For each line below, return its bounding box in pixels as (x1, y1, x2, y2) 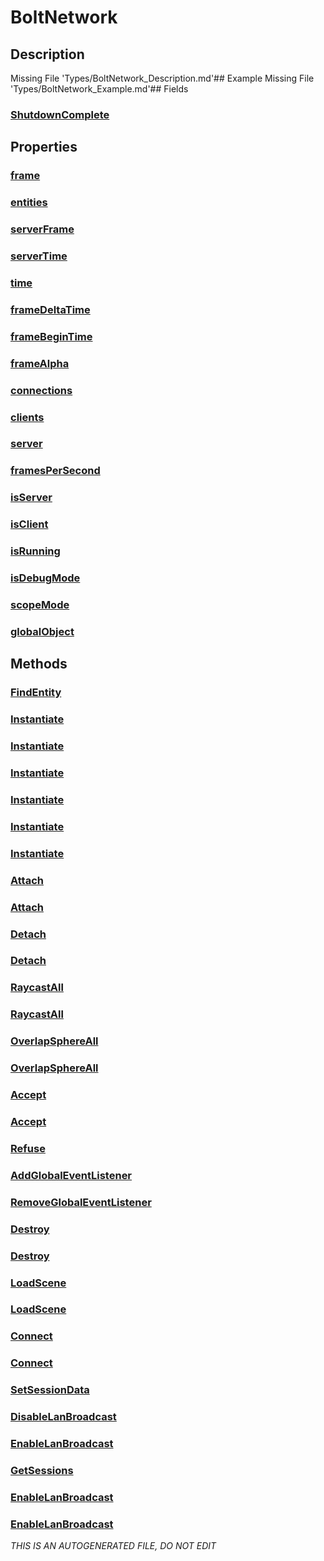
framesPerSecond (10, 464, 101, 478)
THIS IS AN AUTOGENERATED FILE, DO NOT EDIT (10, 1540, 217, 1552)
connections (10, 383, 73, 397)
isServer (10, 491, 53, 505)
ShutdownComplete (10, 107, 110, 121)
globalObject (10, 624, 75, 638)
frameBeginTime (10, 329, 93, 343)
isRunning (10, 544, 61, 558)
